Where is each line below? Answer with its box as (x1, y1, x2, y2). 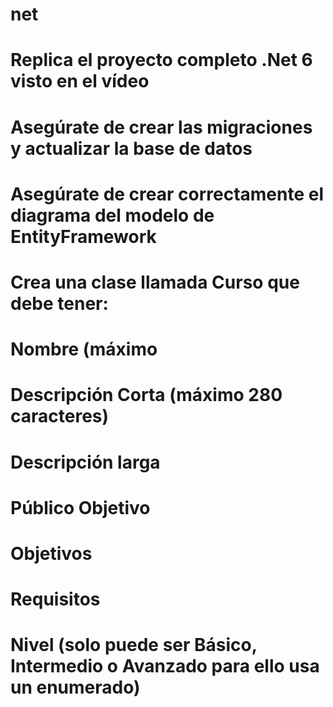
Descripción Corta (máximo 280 (10, 384, 283, 407)
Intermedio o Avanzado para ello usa (10, 655, 320, 678)
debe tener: (10, 292, 109, 315)
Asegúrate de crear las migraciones (10, 116, 313, 138)
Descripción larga (10, 451, 161, 473)
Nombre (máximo (10, 338, 158, 361)
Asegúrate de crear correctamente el (10, 183, 325, 205)
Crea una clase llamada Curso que (10, 271, 300, 293)
